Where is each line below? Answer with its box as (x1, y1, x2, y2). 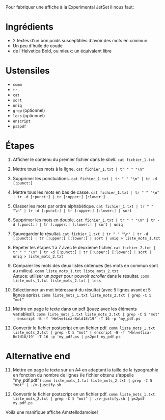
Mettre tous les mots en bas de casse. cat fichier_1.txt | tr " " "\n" (12, 189, 160, 195)
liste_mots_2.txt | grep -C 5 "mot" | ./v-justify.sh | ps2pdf (12, 396, 145, 401)
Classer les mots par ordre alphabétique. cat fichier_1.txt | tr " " (12, 203, 154, 209)
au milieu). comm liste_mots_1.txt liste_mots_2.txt (12, 267, 119, 274)
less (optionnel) (12, 112, 45, 118)
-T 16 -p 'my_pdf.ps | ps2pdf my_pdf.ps (37, 334, 121, 339)
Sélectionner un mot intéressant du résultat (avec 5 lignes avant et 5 (12, 287, 151, 292)
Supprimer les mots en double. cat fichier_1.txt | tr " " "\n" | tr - (12, 217, 160, 223)
